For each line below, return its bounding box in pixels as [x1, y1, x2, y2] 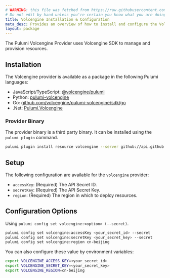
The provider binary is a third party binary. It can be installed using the [5, 129, 152, 135]
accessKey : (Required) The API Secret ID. [12, 181, 97, 187]
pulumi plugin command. [5, 135, 58, 141]
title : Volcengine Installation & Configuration [5, 17, 110, 22]
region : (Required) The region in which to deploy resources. [12, 192, 138, 198]
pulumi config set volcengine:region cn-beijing [5, 240, 110, 245]
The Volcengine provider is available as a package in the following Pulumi [5, 73, 158, 80]
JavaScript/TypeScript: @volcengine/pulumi [12, 89, 105, 95]
